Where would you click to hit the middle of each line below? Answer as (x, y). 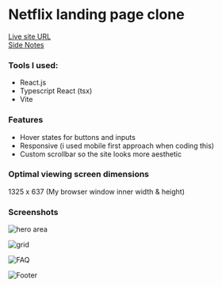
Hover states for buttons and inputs (78, 137)
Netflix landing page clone (96, 15)
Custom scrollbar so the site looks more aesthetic (101, 154)
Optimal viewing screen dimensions (78, 174)
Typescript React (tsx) (56, 91)
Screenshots (33, 212)
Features (26, 120)
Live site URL (30, 36)
